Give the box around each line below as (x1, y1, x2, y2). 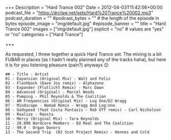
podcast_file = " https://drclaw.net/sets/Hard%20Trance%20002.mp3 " (5, 10, 154, 16)
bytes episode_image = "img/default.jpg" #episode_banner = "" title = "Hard (5, 20, 166, 26)
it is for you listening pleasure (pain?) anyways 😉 (5, 62, 109, 68)
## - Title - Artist (5, 72, 50, 77)
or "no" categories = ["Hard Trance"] (5, 32, 83, 37)
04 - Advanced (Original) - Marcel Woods (5, 90, 95, 95)
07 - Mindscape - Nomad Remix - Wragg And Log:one (5, 103, 115, 108)
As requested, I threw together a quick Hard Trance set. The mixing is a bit (5, 51, 162, 57)
